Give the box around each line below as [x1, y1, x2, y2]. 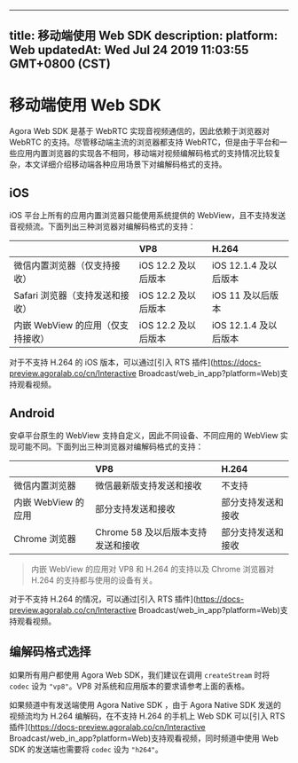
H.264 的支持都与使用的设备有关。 [30, 574, 158, 586]
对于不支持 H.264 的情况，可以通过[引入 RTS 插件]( [9, 594, 197, 604]
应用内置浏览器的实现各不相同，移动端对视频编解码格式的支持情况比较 [16, 148, 273, 159]
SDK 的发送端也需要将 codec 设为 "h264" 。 [9, 743, 163, 754]
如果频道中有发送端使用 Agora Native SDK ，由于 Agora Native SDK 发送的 [9, 699, 282, 710]
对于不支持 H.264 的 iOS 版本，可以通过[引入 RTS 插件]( [9, 357, 214, 368]
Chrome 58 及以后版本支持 [95, 525, 208, 538]
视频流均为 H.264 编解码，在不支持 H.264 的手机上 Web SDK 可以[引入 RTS [9, 711, 286, 721]
